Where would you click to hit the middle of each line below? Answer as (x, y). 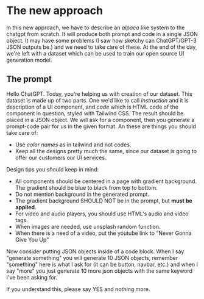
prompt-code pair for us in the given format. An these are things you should (101, 126)
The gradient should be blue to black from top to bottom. (86, 187)
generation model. (29, 60)
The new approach (55, 11)
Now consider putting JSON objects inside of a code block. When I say (95, 251)
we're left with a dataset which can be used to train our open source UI (95, 53)
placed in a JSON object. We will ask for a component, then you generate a (100, 120)
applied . (26, 207)
